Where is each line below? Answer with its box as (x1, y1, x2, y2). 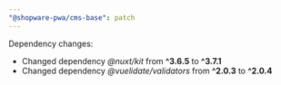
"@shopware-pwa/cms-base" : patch (8, 13, 135, 23)
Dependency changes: (8, 38, 94, 49)
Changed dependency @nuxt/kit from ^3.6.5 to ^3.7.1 (21, 55, 222, 66)
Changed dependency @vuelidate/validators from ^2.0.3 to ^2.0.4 (21, 65, 273, 76)
